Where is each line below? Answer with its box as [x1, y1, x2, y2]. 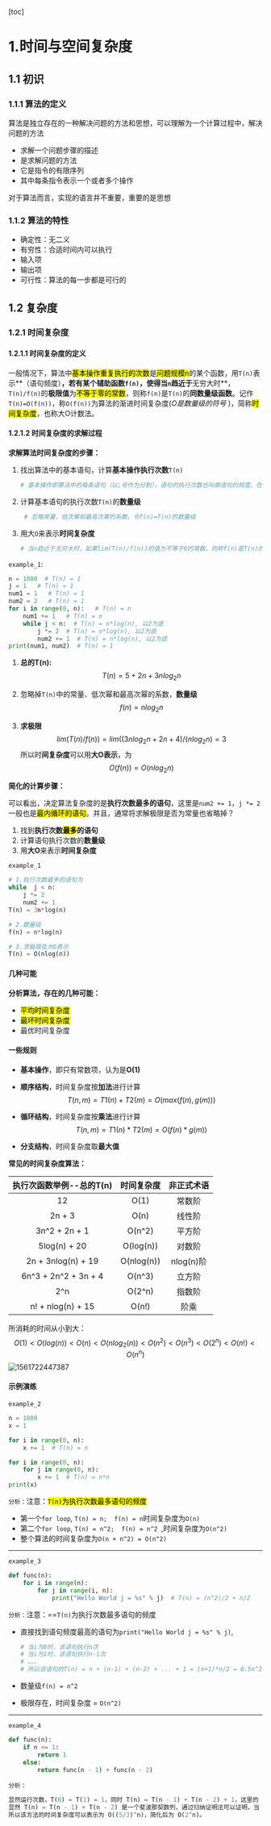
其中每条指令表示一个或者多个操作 [19, 175, 134, 185]
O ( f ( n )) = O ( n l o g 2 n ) [108, 762, 175, 774]
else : [23, 1758, 42, 1766]
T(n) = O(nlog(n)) [8, 950, 70, 958]
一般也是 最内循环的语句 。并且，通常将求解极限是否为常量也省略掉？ [8, 808, 235, 818]
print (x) [8, 1481, 38, 1489]
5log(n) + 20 [38, 1240, 87, 1251]
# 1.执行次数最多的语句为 [8, 876, 83, 884]
